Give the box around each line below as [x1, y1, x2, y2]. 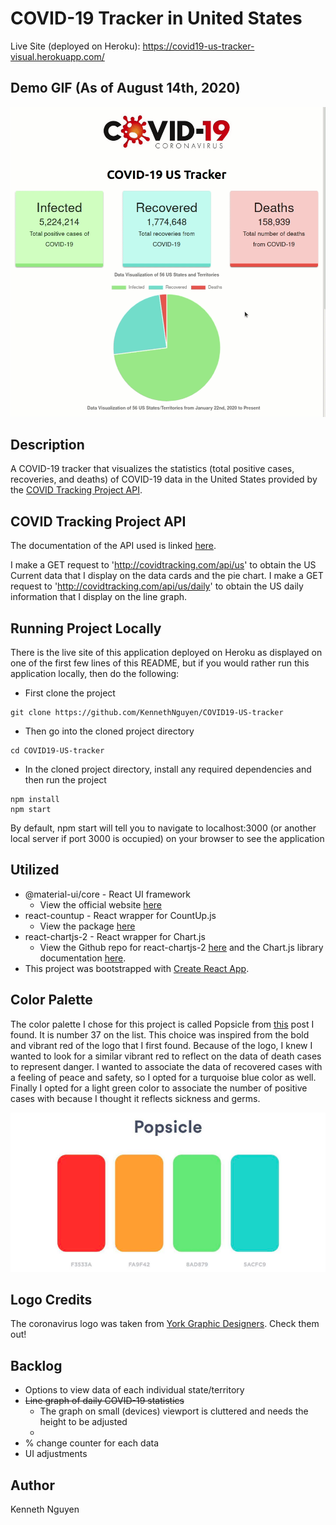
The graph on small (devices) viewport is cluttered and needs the [39, 1405, 309, 1417]
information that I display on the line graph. [10, 591, 188, 603]
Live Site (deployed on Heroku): [10, 40, 141, 52]
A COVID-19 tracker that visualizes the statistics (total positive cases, [10, 463, 295, 475]
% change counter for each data [24, 1437, 160, 1449]
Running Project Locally [10, 620, 162, 637]
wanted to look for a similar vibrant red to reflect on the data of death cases [10, 1050, 322, 1062]
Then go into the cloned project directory [24, 725, 195, 737]
